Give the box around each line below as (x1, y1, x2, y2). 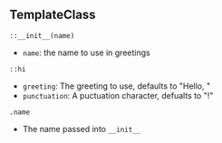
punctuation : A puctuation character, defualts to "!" (22, 90, 214, 100)
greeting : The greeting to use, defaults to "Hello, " (22, 81, 211, 91)
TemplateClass (9, 7, 97, 23)
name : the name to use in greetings (22, 47, 151, 58)
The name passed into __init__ (22, 123, 141, 134)
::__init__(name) (9, 31, 75, 40)
